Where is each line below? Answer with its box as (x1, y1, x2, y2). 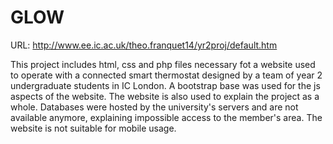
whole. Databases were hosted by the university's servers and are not (10, 101, 299, 113)
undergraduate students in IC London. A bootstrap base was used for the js (10, 79, 321, 91)
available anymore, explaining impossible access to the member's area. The (10, 111, 323, 123)
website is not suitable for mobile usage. (10, 122, 177, 134)
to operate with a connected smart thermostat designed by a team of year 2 (10, 69, 323, 81)
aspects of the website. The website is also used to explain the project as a (10, 90, 320, 102)
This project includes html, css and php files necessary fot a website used (10, 58, 316, 70)
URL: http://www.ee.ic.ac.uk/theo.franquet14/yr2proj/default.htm (10, 39, 278, 51)
